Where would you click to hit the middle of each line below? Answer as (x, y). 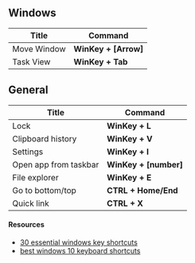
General (29, 90)
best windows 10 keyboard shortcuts (80, 250)
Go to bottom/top (45, 190)
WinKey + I (128, 152)
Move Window (39, 48)
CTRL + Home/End (142, 190)
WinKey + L (129, 126)
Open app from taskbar (56, 164)
